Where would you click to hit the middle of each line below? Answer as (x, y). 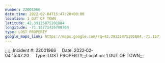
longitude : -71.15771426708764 (37, 28)
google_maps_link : (24, 37)
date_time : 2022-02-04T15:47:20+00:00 (45, 14)
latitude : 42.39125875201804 (35, 23)
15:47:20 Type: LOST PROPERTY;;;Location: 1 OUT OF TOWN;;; (78, 55)
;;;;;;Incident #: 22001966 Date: (39, 50)
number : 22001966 (23, 9)
